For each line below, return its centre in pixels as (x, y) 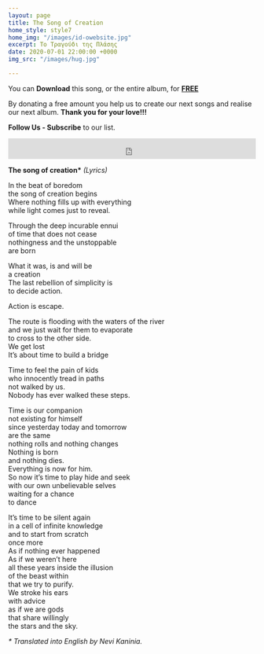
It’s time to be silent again (49, 517)
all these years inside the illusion (61, 568)
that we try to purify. (41, 584)
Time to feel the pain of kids (53, 369)
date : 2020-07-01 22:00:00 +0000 (63, 52)
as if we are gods (36, 609)
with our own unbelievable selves (62, 485)
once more (26, 542)
